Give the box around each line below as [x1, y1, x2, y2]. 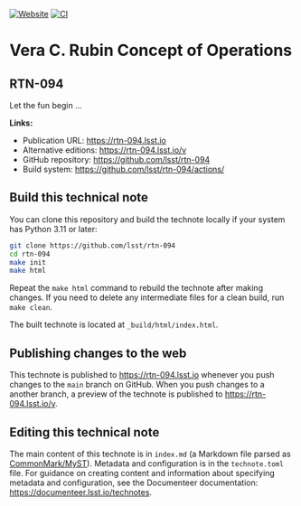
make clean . [9, 302, 52, 313]
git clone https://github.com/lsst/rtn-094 [9, 240, 176, 250]
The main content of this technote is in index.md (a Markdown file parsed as [9, 448, 291, 459]
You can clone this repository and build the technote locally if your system [9, 213, 286, 225]
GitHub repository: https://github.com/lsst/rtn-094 [22, 155, 211, 164]
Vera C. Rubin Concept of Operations [9, 41, 292, 61]
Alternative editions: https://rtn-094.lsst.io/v [22, 145, 187, 155]
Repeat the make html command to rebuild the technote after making [9, 283, 264, 294]
